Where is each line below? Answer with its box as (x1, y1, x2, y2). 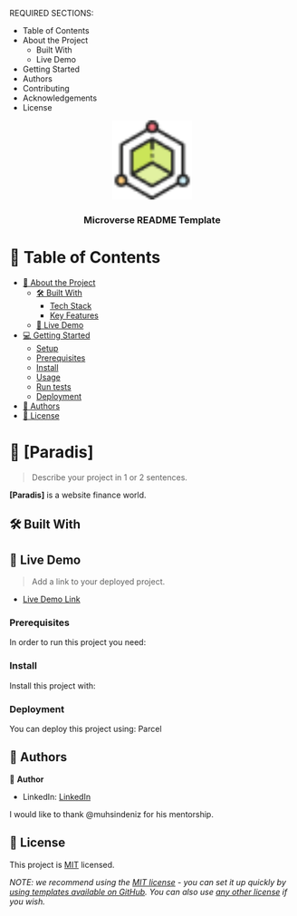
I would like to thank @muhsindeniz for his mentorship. (9, 808, 215, 819)
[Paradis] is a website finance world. (9, 489, 147, 500)
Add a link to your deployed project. (31, 576, 166, 587)
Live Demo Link (22, 593, 81, 604)
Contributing (22, 83, 70, 93)
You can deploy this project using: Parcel (9, 723, 162, 734)
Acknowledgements (22, 92, 98, 103)
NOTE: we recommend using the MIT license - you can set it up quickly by (9, 876, 287, 887)
